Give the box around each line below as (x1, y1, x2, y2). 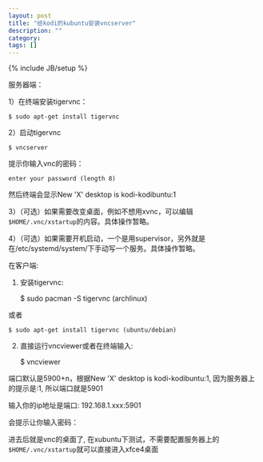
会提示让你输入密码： (8, 417, 78, 428)
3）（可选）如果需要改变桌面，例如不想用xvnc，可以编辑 (8, 207, 193, 217)
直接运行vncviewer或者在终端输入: (19, 341, 133, 351)
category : (8, 34, 42, 42)
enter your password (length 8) (8, 175, 116, 183)
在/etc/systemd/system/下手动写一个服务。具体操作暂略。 (8, 244, 200, 253)
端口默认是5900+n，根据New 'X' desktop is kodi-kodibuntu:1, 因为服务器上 (8, 373, 256, 384)
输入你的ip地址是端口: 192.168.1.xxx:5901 (8, 400, 141, 410)
